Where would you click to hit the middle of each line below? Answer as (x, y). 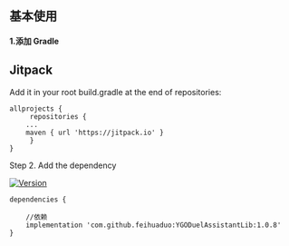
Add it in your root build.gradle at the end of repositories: (116, 92)
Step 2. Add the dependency (63, 165)
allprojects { (36, 108)
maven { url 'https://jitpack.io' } (95, 133)
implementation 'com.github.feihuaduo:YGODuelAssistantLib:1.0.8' (154, 225)
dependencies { (38, 199)
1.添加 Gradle (34, 41)
